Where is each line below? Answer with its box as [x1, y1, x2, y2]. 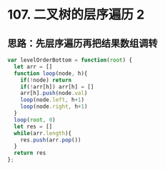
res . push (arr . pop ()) [20, 136, 81, 144]
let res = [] [14, 123, 53, 130]
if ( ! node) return [20, 76, 72, 84]
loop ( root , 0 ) [14, 116, 56, 124]
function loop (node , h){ [14, 69, 88, 77]
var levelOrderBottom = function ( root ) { [7, 56, 133, 64]
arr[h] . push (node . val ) [20, 90, 88, 97]
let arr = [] [14, 63, 53, 70]
